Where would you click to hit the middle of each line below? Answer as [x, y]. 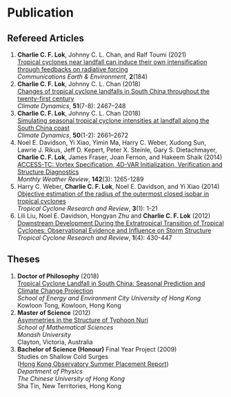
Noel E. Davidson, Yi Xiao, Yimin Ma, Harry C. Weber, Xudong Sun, [112, 142]
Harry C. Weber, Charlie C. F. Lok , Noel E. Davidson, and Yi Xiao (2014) [118, 186]
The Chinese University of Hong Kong [71, 378]
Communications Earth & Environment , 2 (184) [82, 77]
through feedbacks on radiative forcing [73, 69]
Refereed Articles [46, 38]
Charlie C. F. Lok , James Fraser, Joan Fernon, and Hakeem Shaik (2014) [120, 157]
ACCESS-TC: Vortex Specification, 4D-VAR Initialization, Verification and [120, 164]
